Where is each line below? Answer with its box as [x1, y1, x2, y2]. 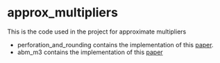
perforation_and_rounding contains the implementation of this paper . [17, 40, 214, 49]
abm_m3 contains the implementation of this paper [17, 48, 163, 56]
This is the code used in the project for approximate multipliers [7, 27, 187, 36]
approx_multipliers [7, 5, 118, 21]
